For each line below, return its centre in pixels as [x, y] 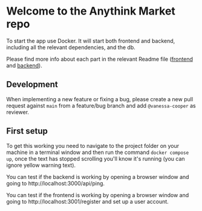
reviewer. [18, 112]
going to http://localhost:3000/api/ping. [55, 183]
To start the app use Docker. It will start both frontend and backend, [91, 41]
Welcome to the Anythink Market [91, 11]
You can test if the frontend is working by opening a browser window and [98, 195]
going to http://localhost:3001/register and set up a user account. [88, 201]
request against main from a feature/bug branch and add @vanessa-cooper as [101, 105]
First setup [27, 131]
